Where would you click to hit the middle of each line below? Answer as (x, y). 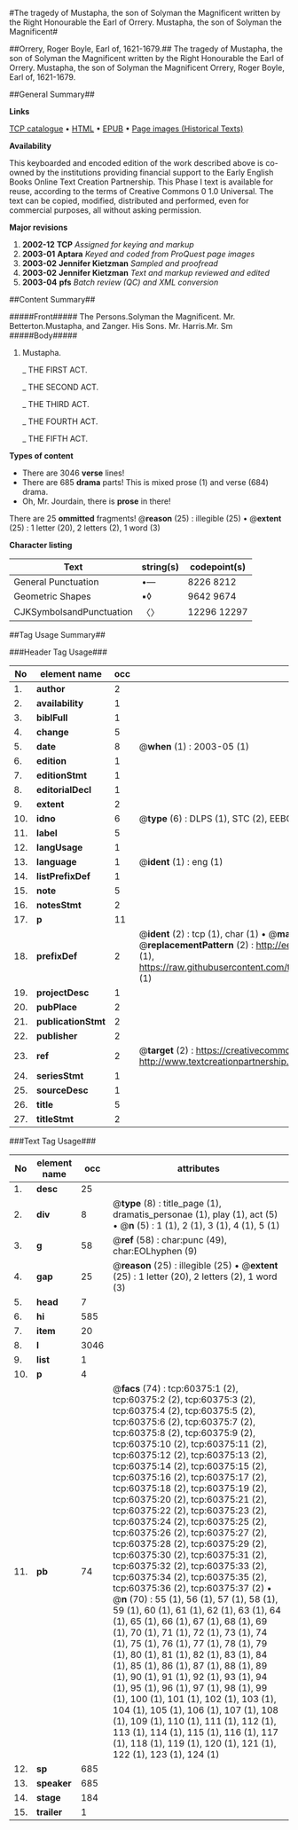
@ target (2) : (166, 1050)
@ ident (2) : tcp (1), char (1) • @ (208, 934)
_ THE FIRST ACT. (55, 370)
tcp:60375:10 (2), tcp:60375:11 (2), (190, 1444)
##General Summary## (52, 94)
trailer (50, 1812)
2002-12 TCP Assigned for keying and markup (108, 244)
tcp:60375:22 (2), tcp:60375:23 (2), (190, 1510)
